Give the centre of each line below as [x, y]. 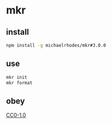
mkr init [17, 77]
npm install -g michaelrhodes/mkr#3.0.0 [56, 45]
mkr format [19, 83]
